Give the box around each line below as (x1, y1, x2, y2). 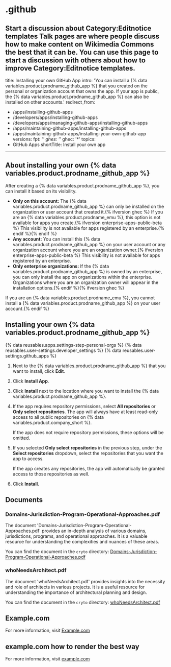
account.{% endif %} (5, 305, 50, 312)
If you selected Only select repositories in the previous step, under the (12, 444, 162, 450)
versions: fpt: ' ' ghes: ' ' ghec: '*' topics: (12, 136, 96, 142)
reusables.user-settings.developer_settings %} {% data (5, 347, 122, 353)
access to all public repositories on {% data (12, 414, 104, 420)
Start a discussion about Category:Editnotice (5, 24, 152, 33)
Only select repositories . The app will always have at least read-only (12, 409, 158, 415)
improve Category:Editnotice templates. (5, 64, 136, 73)
